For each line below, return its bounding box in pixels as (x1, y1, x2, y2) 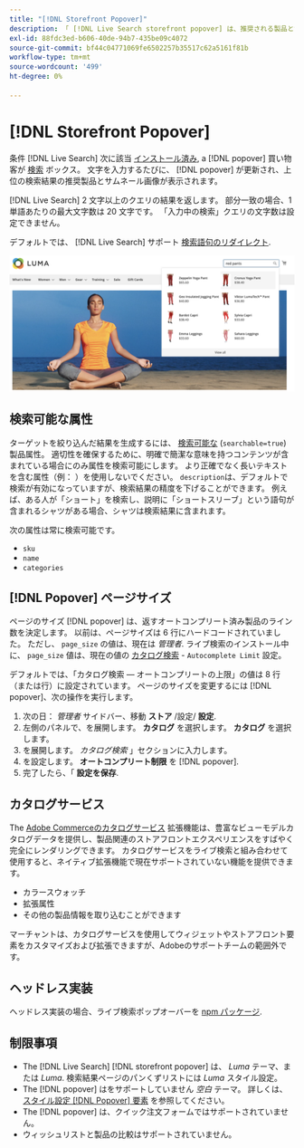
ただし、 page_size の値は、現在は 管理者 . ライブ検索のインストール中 (26, 638, 290, 649)
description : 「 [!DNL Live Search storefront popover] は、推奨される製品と (9, 24, 295, 33)
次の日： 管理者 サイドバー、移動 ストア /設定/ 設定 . (22, 711, 217, 722)
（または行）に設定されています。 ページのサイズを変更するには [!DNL (9, 680, 272, 692)
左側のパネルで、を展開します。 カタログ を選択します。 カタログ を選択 (22, 722, 292, 733)
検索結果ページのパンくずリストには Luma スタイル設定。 (66, 1072, 283, 1083)
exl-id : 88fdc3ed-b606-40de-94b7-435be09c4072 (9, 33, 188, 43)
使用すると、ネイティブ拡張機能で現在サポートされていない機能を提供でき (9, 856, 286, 867)
